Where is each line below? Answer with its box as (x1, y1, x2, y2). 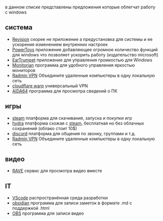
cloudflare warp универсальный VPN (12, 83, 89, 89)
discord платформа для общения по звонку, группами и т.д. (12, 130, 136, 136)
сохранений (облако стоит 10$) (12, 125, 77, 131)
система (5, 23, 33, 32)
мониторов (12, 67, 36, 73)
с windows (5, 9, 27, 15)
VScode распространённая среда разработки (12, 195, 108, 201)
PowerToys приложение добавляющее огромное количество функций (12, 46, 158, 53)
